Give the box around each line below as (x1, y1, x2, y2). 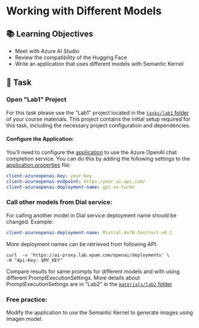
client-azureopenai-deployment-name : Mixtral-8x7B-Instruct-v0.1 (6, 229, 172, 235)
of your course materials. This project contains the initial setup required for (6, 115, 191, 122)
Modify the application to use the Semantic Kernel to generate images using (6, 309, 193, 316)
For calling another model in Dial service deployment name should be (6, 211, 177, 219)
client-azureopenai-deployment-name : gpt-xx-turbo (6, 184, 135, 190)
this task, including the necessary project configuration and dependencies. (6, 121, 191, 129)
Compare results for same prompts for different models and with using (6, 268, 180, 275)
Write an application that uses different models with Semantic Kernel (14, 60, 184, 67)
